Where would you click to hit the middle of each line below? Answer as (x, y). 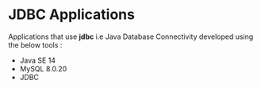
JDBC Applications (71, 15)
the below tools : (35, 44)
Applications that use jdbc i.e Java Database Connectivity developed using (131, 36)
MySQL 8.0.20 (43, 68)
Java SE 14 (38, 60)
